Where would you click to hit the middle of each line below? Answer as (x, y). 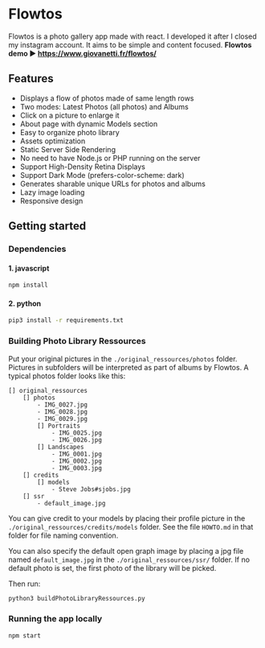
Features (31, 78)
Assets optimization (53, 141)
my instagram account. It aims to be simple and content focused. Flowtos (130, 44)
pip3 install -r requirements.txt (66, 320)
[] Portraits (59, 426)
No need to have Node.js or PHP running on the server (110, 158)
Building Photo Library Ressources (77, 341)
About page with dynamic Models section (89, 124)
